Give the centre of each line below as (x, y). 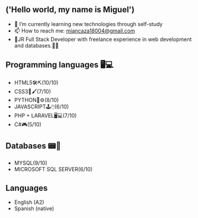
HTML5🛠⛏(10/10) (36, 82)
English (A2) (29, 202)
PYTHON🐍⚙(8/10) (36, 100)
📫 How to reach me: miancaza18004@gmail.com (74, 31)
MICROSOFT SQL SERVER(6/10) (53, 169)
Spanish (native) (34, 209)
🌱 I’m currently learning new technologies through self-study (88, 24)
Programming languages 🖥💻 (60, 65)
